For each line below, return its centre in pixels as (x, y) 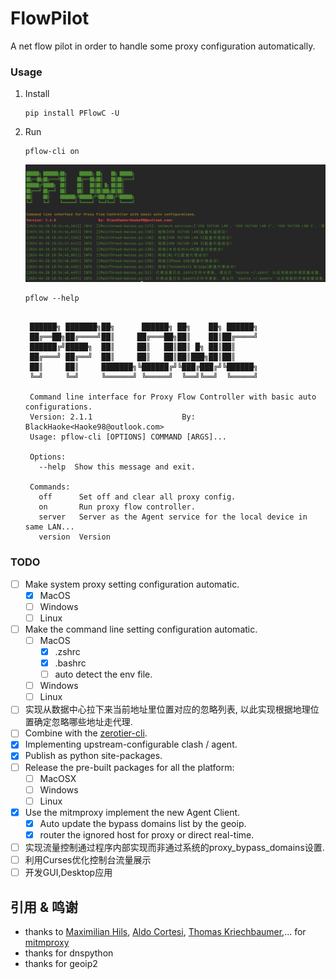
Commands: (50, 487)
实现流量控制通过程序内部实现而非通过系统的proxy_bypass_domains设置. (174, 847)
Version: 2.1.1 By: (112, 417)
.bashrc (70, 663)
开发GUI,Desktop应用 (68, 873)
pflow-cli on (52, 152)
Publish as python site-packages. (93, 756)
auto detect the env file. (103, 674)
